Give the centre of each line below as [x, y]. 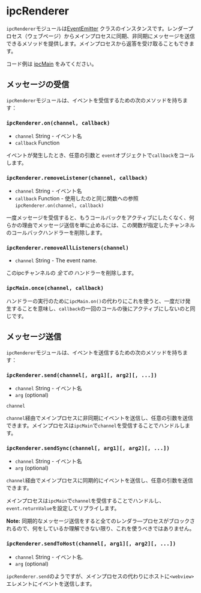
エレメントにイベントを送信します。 [51, 583]
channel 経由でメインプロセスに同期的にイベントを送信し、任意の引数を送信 [100, 481]
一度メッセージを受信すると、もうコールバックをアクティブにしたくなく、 [98, 218]
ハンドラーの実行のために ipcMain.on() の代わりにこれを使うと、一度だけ [96, 301]
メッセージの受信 [38, 84]
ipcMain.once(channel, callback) [55, 288]
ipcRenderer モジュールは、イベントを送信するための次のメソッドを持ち [94, 352]
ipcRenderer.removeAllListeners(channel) [67, 248]
